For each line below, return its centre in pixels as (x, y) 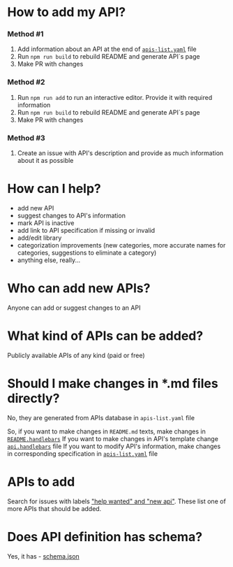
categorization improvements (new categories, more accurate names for (121, 245)
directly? (33, 399)
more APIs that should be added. (54, 508)
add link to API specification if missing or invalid (86, 231)
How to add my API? (67, 12)
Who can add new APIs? (79, 288)
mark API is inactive (46, 223)
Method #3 (26, 138)
